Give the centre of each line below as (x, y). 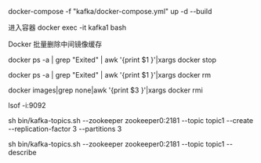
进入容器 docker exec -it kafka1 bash (67, 27)
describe (22, 152)
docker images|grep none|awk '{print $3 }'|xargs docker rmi (106, 90)
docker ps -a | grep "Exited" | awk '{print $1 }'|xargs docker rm (110, 75)
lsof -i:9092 (27, 105)
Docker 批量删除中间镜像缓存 (55, 44)
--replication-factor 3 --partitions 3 (65, 129)
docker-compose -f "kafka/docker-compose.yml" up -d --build (110, 11)
